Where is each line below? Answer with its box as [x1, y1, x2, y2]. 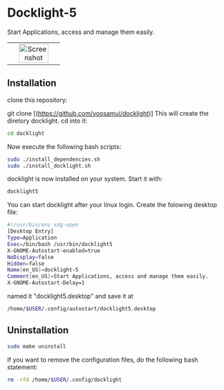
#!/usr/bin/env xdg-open [7, 222, 79, 229]
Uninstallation [7, 324, 69, 337]
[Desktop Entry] [7, 228, 54, 235]
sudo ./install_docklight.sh [7, 162, 91, 169]
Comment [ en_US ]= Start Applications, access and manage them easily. [7, 273, 209, 280]
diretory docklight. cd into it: [7, 116, 88, 125]
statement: [7, 362, 38, 371]
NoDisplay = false [7, 254, 54, 260]
